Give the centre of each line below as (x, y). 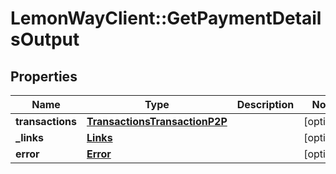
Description (265, 104)
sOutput (45, 39)
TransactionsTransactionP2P (157, 121)
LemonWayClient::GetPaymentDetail (166, 18)
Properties (44, 76)
